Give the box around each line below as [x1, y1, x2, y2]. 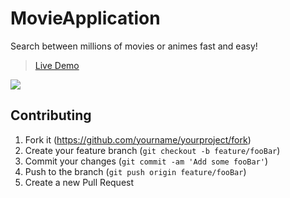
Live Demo [34, 59, 80, 71]
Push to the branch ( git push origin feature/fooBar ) [24, 165, 247, 177]
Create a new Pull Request [24, 176, 135, 188]
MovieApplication [10, 7, 161, 30]
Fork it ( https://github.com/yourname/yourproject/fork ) [24, 133, 252, 146]
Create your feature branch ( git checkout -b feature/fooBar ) [24, 144, 281, 156]
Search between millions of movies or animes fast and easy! [10, 40, 258, 52]
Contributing [10, 107, 92, 124]
